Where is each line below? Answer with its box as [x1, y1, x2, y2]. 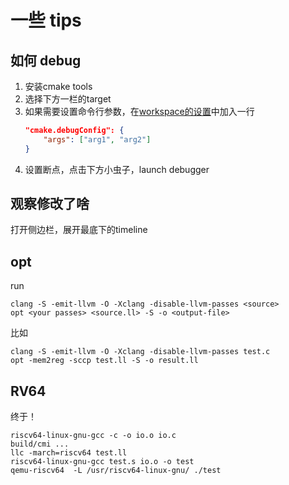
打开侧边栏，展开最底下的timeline [10, 224, 148, 236]
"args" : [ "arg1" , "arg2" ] [43, 134, 152, 145]
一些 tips [10, 9, 82, 32]
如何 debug [10, 52, 82, 69]
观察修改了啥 [10, 196, 90, 213]
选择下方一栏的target [24, 93, 112, 105]
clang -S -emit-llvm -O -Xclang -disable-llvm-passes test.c [10, 347, 271, 357]
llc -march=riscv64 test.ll [10, 448, 128, 458]
